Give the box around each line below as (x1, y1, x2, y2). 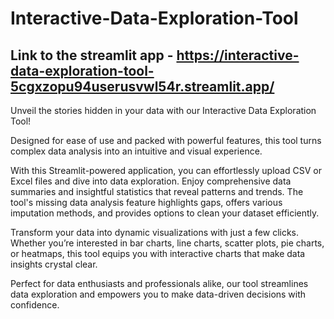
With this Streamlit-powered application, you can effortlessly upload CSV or (10, 165, 322, 176)
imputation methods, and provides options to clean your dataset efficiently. (10, 207, 320, 219)
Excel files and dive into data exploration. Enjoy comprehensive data (10, 175, 292, 187)
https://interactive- (176, 47, 300, 64)
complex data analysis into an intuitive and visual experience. (10, 145, 263, 157)
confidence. (10, 299, 60, 311)
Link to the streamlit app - (10, 47, 174, 64)
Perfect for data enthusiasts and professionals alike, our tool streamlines (10, 278, 309, 289)
